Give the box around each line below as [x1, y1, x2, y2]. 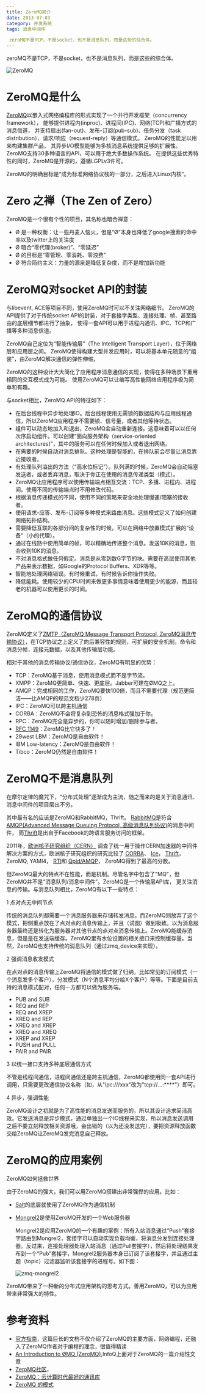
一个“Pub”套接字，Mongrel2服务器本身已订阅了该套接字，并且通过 [26, 1250, 193, 1257]
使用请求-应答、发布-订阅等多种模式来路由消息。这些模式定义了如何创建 [15, 509, 197, 516]
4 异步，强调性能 [6, 1094, 49, 1101]
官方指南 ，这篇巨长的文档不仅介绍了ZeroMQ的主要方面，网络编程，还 [15, 1335, 191, 1342]
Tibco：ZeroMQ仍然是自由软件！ [15, 748, 99, 755]
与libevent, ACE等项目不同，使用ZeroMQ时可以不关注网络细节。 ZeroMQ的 [6, 304, 195, 311]
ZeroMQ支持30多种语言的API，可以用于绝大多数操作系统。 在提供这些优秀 [6, 150, 193, 157]
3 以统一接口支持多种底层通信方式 [6, 1060, 92, 1068]
